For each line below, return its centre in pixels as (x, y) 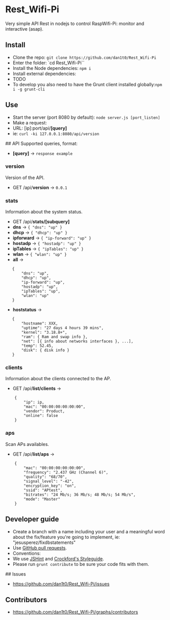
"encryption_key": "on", (50, 486)
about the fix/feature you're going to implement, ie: (66, 537)
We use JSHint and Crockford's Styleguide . (58, 559)
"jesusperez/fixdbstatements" (44, 542)
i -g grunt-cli (29, 89)
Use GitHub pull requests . (40, 548)
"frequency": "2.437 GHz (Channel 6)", (66, 472)
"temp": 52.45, (37, 346)
